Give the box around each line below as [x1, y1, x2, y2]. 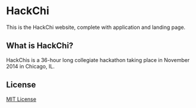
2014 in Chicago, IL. [6, 63, 55, 70]
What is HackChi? [6, 41, 74, 51]
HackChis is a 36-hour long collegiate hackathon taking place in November [6, 56, 190, 63]
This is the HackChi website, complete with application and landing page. [6, 24, 186, 31]
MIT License [6, 96, 37, 103]
